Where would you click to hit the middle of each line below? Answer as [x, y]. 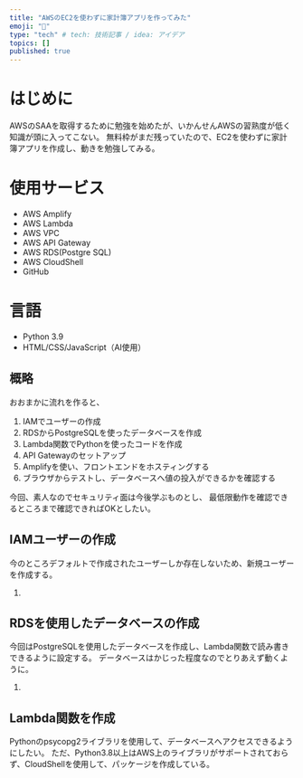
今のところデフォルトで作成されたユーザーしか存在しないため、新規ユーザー [152, 563]
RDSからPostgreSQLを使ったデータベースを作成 [112, 432]
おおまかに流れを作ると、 [57, 402]
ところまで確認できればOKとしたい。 [86, 508]
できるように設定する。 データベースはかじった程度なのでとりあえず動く [145, 658]
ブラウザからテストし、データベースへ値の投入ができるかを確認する [149, 478]
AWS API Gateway [57, 242]
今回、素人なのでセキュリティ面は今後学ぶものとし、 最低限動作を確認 [141, 497]
